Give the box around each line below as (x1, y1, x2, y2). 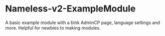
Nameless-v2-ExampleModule (5, 3, 136, 14)
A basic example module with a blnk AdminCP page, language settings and (5, 19, 160, 25)
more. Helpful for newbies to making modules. (5, 24, 101, 30)
